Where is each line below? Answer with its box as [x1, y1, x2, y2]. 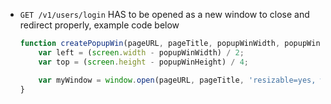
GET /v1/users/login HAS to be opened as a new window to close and [19, 9, 310, 20]
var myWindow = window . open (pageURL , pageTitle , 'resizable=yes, [38, 75, 317, 85]
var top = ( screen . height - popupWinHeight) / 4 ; [38, 57, 250, 67]
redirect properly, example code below [19, 19, 180, 31]
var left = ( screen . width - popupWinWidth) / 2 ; [38, 47, 245, 58]
